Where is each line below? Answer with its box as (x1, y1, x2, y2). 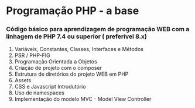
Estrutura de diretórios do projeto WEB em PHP (14, 70, 129, 77)
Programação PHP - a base (6, 4, 139, 18)
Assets (14, 77, 32, 84)
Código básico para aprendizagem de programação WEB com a (6, 25, 190, 33)
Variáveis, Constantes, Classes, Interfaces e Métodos (14, 46, 143, 53)
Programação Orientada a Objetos (14, 58, 98, 65)
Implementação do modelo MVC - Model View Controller (14, 96, 152, 103)
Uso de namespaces (14, 89, 64, 96)
